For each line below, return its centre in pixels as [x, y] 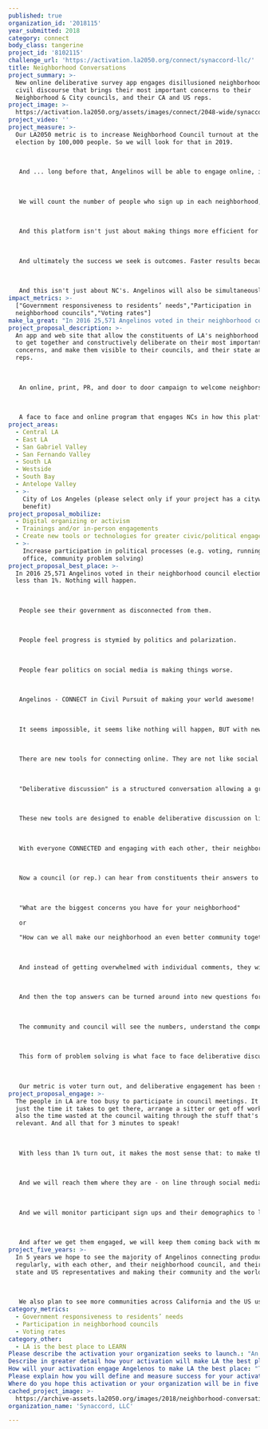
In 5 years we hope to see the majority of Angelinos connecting [126, 1257]
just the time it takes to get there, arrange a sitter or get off [130, 1108]
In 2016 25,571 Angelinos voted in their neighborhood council [122, 573]
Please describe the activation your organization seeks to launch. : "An [134, 1354]
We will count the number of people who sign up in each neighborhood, [140, 202]
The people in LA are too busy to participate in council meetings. [132, 1101]
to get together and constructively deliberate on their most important [139, 343]
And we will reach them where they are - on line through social [130, 1183]
